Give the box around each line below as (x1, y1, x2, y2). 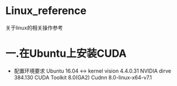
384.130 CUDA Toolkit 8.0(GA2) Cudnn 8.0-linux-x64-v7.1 (13, 74, 152, 81)
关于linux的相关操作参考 (5, 24, 63, 31)
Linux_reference (5, 4, 87, 18)
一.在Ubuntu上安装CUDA (5, 47, 127, 60)
